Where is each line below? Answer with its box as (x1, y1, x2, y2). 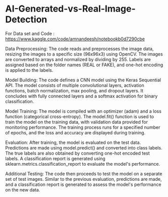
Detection (5, 14, 47, 25)
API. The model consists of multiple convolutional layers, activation (5, 82, 145, 88)
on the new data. (5, 186, 40, 192)
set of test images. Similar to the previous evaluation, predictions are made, (5, 176, 162, 182)
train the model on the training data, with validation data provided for (5, 119, 148, 125)
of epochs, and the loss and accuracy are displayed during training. (5, 129, 146, 135)
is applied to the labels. (5, 67, 53, 73)
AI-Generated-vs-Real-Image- (5, 3, 136, 15)
